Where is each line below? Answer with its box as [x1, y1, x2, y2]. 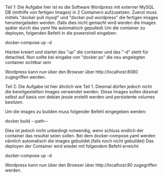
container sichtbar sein [5, 60, 51, 65]
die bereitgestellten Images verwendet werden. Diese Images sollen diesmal [5, 89, 158, 94]
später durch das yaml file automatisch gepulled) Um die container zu [5, 25, 145, 31]
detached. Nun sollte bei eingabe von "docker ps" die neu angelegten [5, 54, 145, 60]
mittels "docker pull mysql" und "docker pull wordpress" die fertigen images [5, 15, 158, 20]
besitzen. [5, 99, 24, 105]
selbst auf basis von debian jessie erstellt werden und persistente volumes [5, 94, 155, 100]
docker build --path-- [5, 118, 49, 124]
